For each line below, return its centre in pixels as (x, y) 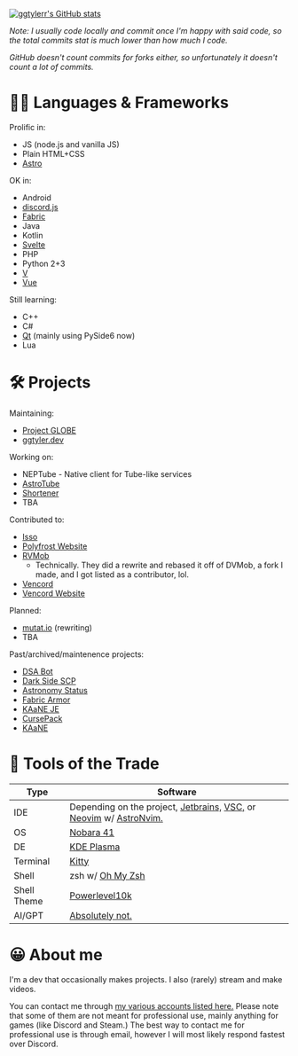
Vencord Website (54, 593)
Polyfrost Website (55, 546)
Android (36, 197)
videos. (23, 989)
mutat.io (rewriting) (57, 627)
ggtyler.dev (43, 440)
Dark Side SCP (49, 681)
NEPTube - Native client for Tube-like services (107, 473)
